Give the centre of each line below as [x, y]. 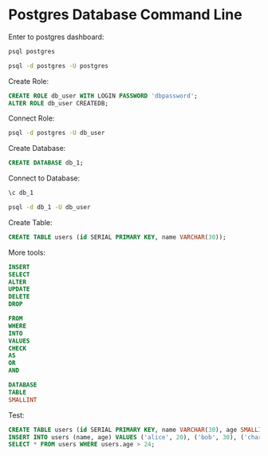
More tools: [27, 252]
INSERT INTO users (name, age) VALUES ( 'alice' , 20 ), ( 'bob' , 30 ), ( [126, 437]
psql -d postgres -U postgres [59, 65]
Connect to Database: [44, 178]
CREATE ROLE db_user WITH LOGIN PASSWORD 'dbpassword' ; [103, 96]
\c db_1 [21, 193]
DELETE [19, 297]
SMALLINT [23, 400]
